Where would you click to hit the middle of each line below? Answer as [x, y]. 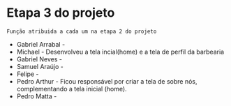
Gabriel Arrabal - [41, 44]
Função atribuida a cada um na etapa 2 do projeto [82, 31]
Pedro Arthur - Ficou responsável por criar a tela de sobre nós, [107, 81]
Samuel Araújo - [40, 66]
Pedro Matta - [37, 96]
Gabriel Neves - [39, 59]
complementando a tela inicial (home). [72, 89]
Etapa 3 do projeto [61, 13]
